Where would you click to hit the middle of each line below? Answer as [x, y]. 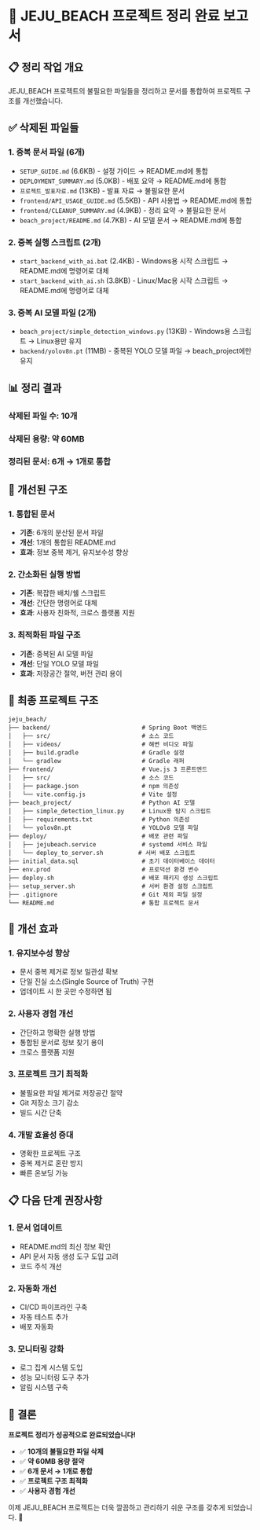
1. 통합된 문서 [32, 514]
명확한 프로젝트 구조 [50, 1154]
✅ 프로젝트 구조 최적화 [54, 1481]
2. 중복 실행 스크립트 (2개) [55, 242]
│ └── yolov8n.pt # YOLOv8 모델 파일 [103, 827]
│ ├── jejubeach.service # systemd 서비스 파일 [108, 844]
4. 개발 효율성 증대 [41, 1135]
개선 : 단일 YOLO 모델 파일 [59, 663]
